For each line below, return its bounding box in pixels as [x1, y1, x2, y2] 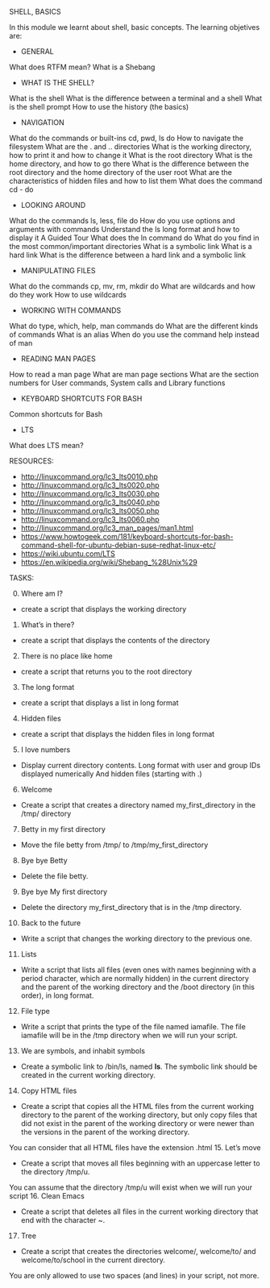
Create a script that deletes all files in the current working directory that [20, 1207, 259, 1216]
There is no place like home [20, 651, 114, 660]
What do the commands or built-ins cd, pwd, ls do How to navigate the [9, 133, 244, 143]
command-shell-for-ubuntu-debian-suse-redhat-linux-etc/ [20, 540, 216, 550]
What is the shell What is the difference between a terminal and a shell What [9, 93, 263, 103]
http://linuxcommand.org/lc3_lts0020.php [20, 480, 160, 490]
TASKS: [9, 573, 35, 583]
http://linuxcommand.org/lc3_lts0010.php [20, 472, 158, 481]
